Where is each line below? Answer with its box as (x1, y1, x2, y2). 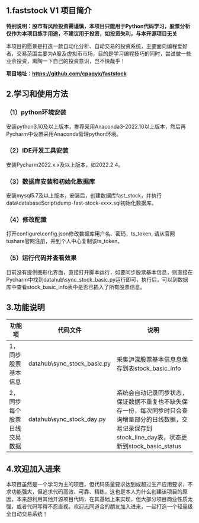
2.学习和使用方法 (6, 89, 69, 99)
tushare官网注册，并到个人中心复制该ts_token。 (6, 238, 123, 245)
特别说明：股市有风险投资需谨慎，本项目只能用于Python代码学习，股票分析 (6, 23, 191, 30)
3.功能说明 (6, 302, 46, 312)
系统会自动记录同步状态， (116, 388, 188, 397)
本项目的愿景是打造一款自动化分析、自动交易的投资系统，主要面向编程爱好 (6, 42, 188, 49)
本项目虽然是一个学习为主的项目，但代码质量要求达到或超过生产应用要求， (6, 481, 188, 488)
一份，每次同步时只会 (122, 406, 182, 414)
